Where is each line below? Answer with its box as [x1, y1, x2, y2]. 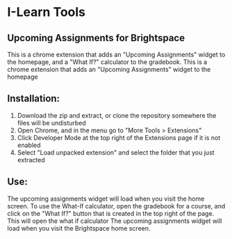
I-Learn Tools [7, 4, 85, 20]
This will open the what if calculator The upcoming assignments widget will [7, 217, 222, 225]
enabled [17, 141, 41, 149]
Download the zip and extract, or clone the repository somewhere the [17, 111, 217, 119]
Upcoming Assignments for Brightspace [7, 32, 185, 44]
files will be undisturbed [17, 118, 87, 127]
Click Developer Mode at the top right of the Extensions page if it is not [17, 133, 221, 141]
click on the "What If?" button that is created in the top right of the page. [7, 209, 215, 217]
